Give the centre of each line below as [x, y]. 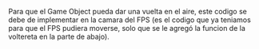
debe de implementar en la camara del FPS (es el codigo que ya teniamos [130, 20]
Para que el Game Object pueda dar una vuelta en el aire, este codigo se [128, 11]
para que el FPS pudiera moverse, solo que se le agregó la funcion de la [127, 28]
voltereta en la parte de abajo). [59, 36]
